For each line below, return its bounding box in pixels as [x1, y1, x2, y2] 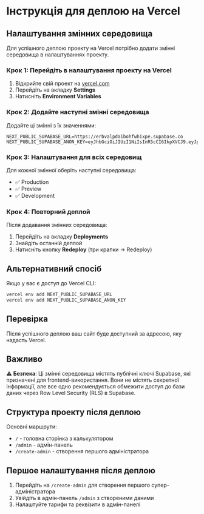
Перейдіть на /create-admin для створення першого [15, 481, 151, 489]
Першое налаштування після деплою [6, 465, 156, 476]
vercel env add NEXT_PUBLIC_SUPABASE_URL [6, 291, 113, 297]
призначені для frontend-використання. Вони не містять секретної [6, 376, 179, 384]
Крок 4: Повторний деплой [6, 208, 90, 216]
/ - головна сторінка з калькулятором [15, 435, 114, 442]
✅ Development [15, 192, 55, 199]
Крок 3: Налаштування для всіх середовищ [6, 153, 142, 161]
